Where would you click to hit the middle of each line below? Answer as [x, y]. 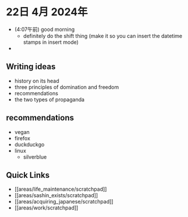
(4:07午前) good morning [45, 29]
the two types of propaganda [49, 99]
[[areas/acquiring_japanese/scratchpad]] [64, 202]
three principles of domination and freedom [67, 87]
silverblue [35, 157]
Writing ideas [31, 67]
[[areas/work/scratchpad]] [46, 208]
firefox [22, 138]
